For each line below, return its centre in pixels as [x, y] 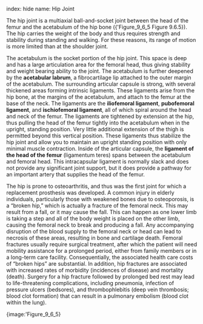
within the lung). [26, 302]
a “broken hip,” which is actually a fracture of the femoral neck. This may [97, 205]
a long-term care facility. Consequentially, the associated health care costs [100, 257]
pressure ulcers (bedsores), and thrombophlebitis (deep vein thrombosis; [98, 289]
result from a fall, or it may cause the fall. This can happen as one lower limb [101, 212]
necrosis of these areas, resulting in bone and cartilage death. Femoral [95, 238]
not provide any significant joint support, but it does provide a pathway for [99, 168]
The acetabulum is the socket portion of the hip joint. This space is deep [97, 58]
